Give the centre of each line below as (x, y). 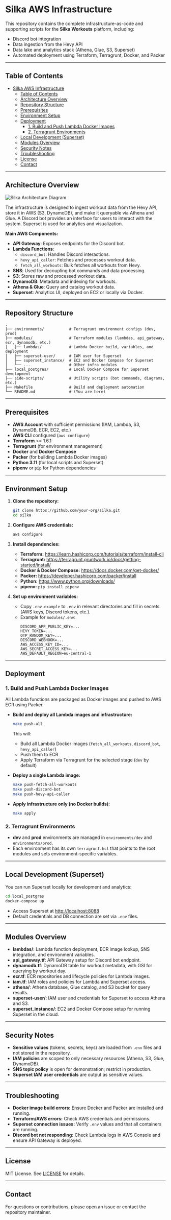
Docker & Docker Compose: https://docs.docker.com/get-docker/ (90, 570)
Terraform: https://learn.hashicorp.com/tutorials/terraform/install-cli (92, 554)
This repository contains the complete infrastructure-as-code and (74, 23)
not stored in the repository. (42, 1053)
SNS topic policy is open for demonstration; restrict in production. (82, 1069)
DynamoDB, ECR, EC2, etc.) (42, 430)
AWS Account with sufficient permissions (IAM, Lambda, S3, (77, 424)
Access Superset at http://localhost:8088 (56, 911)
